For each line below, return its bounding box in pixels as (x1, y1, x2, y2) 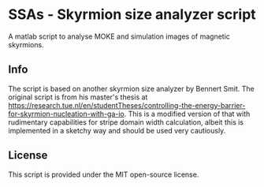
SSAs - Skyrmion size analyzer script (8, 6, 256, 24)
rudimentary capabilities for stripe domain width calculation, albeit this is (8, 117, 244, 127)
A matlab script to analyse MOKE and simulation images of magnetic (8, 32, 231, 41)
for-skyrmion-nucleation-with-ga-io (8, 109, 125, 118)
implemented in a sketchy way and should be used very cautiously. (8, 125, 226, 135)
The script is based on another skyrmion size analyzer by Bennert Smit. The (8, 84, 255, 93)
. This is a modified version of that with (124, 109, 251, 118)
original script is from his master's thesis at (8, 92, 148, 102)
